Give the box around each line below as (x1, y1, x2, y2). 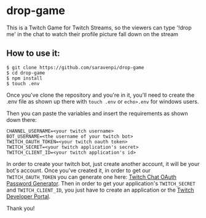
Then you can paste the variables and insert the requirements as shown (6, 110, 188, 117)
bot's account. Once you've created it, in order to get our (6, 167, 151, 174)
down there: (6, 116, 37, 123)
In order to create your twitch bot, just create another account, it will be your (6, 160, 200, 167)
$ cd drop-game (6, 70, 46, 76)
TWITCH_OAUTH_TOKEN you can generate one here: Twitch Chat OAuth (6, 173, 177, 181)
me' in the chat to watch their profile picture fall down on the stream (6, 30, 178, 37)
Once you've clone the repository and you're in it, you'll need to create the (6, 91, 195, 99)
